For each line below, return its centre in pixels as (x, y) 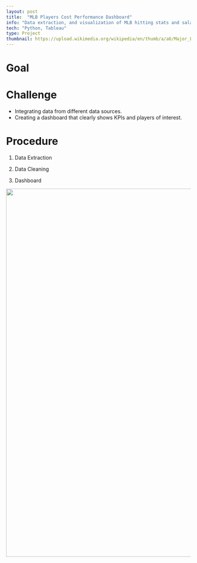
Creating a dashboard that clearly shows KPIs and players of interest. (98, 118)
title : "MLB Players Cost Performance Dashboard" (69, 17)
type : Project (23, 34)
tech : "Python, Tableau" (36, 28)
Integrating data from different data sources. (68, 111)
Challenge (32, 95)
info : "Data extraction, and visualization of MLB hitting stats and (93, 22)
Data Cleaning (32, 169)
